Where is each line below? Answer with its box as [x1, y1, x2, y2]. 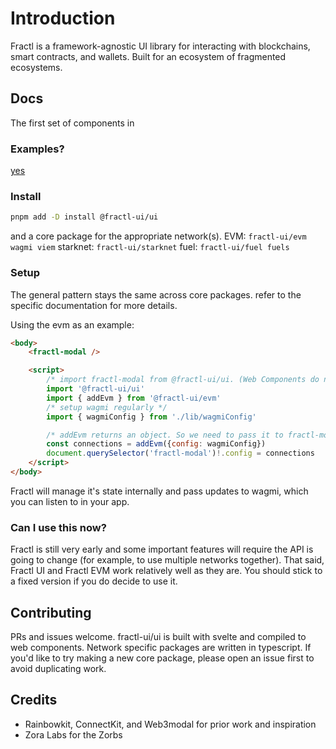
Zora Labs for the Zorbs [24, 728, 123, 741]
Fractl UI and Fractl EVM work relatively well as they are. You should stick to [10, 565, 323, 577]
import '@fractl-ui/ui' [46, 384, 145, 394]
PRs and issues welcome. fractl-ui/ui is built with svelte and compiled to [10, 631, 307, 642]
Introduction [10, 7, 116, 30]
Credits [10, 692, 58, 709]
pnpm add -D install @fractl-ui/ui [10, 212, 159, 222]
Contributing [10, 604, 92, 621]
